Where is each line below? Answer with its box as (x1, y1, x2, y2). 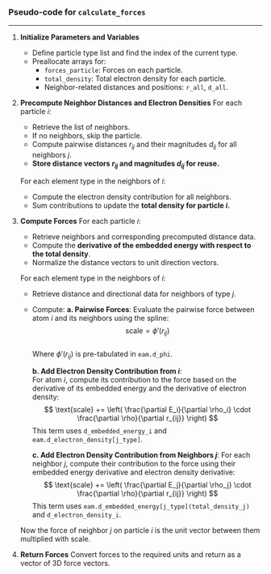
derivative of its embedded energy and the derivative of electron (31, 383, 248, 394)
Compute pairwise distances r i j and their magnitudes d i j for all (31, 140, 237, 151)
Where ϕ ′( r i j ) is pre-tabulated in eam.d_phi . (31, 348, 173, 361)
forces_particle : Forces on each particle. (44, 65, 183, 75)
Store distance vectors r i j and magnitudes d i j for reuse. (31, 158, 220, 170)
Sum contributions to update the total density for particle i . (31, 200, 231, 210)
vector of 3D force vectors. (19, 559, 110, 568)
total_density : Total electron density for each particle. (44, 74, 227, 83)
